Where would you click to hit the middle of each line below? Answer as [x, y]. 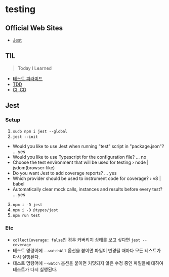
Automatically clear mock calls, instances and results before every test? [88, 189]
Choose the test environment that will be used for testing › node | [80, 162]
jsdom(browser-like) [34, 167]
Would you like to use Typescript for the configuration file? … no [79, 157]
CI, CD [19, 89]
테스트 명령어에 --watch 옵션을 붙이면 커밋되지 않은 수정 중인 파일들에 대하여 [88, 263]
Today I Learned [35, 68]
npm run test [26, 215]
